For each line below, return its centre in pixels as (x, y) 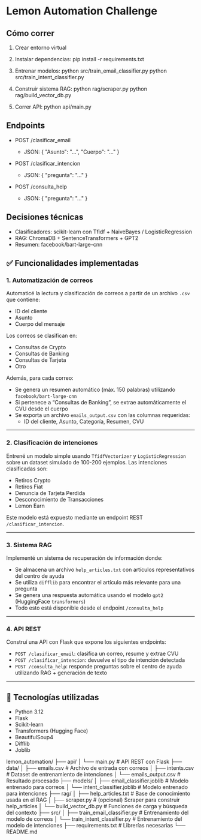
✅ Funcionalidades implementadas (73, 263)
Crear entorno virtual (41, 47)
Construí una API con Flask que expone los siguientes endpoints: (86, 642)
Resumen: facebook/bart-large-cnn (59, 244)
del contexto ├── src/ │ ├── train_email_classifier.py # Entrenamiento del (98, 813)
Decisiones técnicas (45, 217)
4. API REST (24, 629)
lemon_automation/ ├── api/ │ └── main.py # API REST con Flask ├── (94, 762)
